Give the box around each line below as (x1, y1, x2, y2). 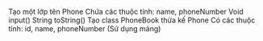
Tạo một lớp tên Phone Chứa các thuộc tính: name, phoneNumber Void (8, 7, 244, 16)
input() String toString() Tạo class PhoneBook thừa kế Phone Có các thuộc (8, 15, 256, 25)
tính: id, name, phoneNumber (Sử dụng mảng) (8, 24, 161, 33)
